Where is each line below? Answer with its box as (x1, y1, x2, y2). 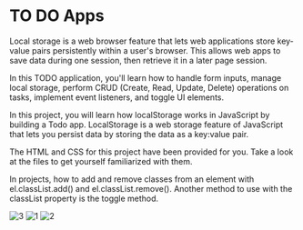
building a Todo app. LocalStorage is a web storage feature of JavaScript (9, 119, 284, 130)
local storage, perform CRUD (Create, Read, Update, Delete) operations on (9, 82, 289, 93)
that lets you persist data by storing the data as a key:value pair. (9, 128, 249, 139)
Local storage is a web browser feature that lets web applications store (9, 35, 276, 46)
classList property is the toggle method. (9, 193, 159, 204)
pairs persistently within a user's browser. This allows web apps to (31, 45, 281, 55)
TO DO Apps (9, 5, 105, 26)
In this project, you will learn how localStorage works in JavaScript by (9, 109, 270, 120)
